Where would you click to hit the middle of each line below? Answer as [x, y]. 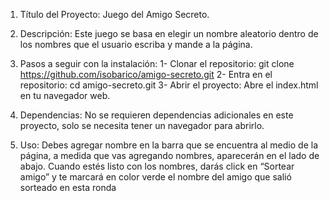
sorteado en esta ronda [68, 187]
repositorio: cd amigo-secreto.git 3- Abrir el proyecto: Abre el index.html [169, 85]
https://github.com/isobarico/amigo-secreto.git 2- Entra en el [146, 74]
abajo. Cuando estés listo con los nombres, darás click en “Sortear [157, 166]
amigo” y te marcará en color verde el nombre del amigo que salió [155, 177]
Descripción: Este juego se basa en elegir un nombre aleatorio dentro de [169, 33]
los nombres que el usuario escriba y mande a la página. [136, 44]
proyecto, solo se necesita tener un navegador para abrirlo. [142, 125]
